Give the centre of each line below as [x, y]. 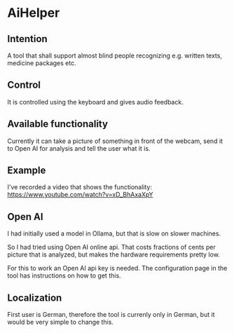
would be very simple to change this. [61, 322]
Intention [27, 39]
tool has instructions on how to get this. [64, 276]
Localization [35, 298]
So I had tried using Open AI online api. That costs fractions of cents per [111, 247]
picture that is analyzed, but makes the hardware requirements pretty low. [114, 254]
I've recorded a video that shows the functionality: [80, 187]
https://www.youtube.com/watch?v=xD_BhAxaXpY [80, 195]
